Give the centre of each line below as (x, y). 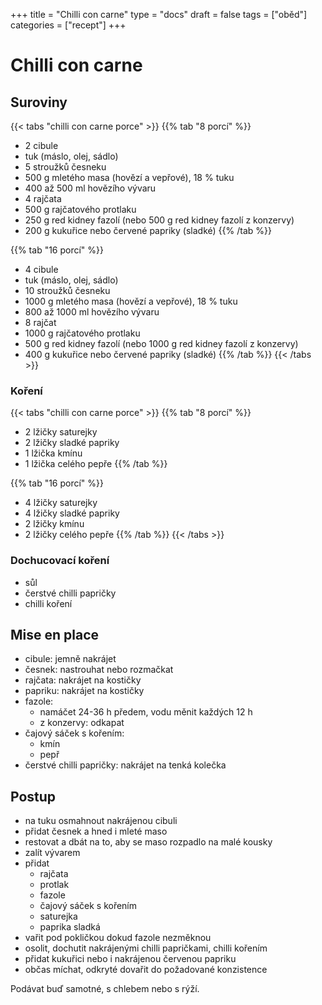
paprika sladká (70, 927)
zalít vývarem (52, 853)
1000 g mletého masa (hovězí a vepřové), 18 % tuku (131, 301)
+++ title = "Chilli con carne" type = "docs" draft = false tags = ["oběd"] (159, 14)
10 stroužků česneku (67, 290)
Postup (33, 796)
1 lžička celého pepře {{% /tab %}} (96, 464)
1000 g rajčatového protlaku (82, 333)
